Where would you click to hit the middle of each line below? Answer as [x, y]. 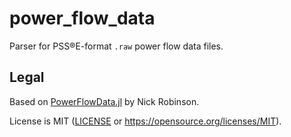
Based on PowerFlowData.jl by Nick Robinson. [104, 101]
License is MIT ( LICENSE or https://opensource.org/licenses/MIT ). [145, 121]
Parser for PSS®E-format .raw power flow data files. [116, 46]
